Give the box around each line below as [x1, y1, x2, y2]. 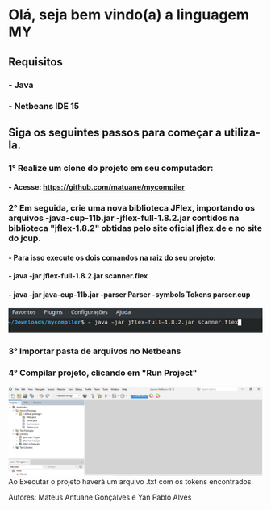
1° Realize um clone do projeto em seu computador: [8, 162, 214, 173]
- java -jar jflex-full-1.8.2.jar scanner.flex [8, 271, 148, 281]
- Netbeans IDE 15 [8, 101, 80, 112]
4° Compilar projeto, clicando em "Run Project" [8, 367, 198, 378]
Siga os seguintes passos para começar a [8, 125, 222, 139]
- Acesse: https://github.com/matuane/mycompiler [8, 182, 186, 192]
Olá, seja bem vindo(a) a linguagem [8, 6, 250, 24]
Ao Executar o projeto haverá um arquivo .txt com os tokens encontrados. [8, 476, 254, 486]
